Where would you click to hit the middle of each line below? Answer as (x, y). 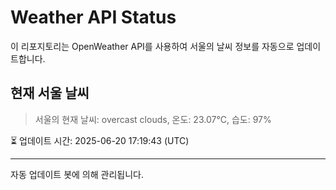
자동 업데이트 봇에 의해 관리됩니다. (77, 174)
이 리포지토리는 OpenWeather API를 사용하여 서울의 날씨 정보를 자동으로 (152, 46)
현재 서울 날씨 (50, 93)
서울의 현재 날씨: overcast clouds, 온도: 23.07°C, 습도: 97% (153, 119)
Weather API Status (93, 17)
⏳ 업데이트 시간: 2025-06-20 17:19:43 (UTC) (100, 140)
